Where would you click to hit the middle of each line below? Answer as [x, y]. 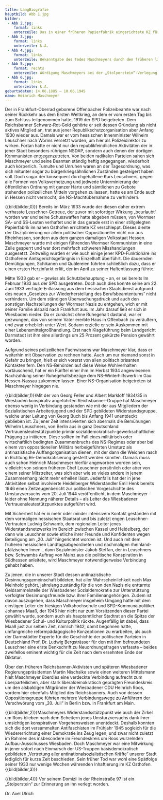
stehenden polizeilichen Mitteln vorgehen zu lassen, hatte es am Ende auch [81, 192]
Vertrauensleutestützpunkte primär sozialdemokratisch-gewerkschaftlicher [80, 432]
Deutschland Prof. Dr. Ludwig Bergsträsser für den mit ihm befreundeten [78, 642]
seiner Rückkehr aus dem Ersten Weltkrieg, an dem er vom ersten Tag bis [78, 114]
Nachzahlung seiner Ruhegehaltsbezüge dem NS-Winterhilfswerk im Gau [78, 376]
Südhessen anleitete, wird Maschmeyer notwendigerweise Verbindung [76, 560]
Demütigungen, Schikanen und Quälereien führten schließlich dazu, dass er [81, 264]
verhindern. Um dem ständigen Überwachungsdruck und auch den [72, 299]
